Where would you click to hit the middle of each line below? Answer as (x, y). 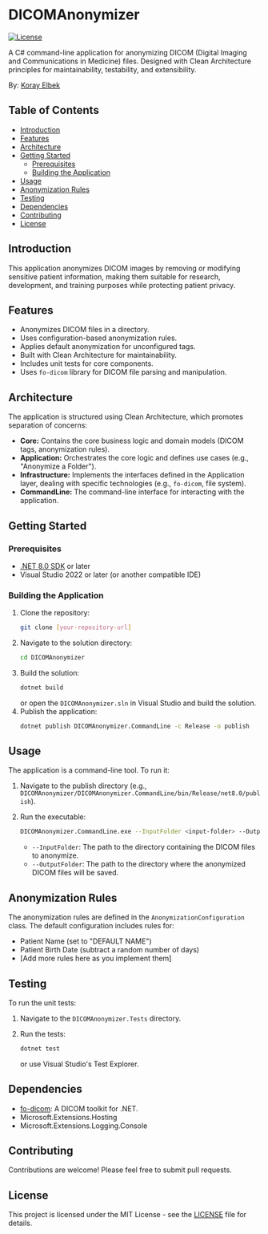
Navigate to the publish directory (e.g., (83, 786)
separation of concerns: (48, 425)
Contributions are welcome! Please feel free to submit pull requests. (120, 1170)
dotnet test (40, 1049)
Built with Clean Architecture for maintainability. (98, 355)
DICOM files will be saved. (75, 873)
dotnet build (42, 688)
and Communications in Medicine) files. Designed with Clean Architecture (130, 61)
